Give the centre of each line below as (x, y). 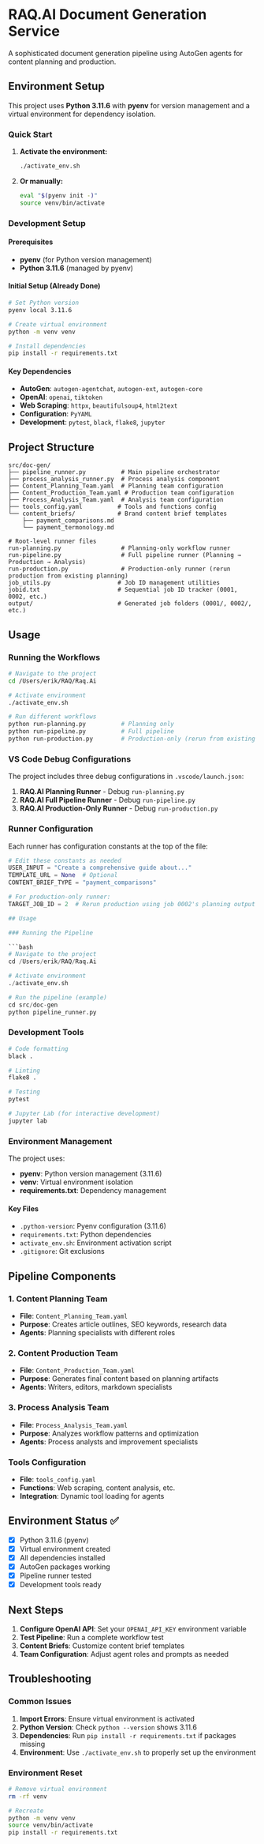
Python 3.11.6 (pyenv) (54, 1540)
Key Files (24, 1208)
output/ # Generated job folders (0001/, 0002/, (130, 604)
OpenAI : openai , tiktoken (61, 397)
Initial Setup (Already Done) (54, 286)
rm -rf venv (28, 1796)
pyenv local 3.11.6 (40, 310)
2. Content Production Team (63, 1353)
